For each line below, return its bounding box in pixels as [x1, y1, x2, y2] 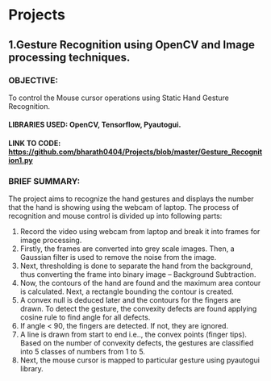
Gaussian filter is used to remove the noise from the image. [19, 253, 217, 262]
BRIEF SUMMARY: [8, 175, 81, 186]
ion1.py [8, 156, 34, 165]
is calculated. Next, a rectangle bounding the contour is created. [19, 287, 234, 296]
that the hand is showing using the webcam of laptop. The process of [8, 203, 240, 212]
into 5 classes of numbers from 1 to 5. [19, 347, 145, 357]
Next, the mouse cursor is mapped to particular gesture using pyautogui [19, 355, 261, 365]
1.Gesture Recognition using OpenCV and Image [8, 38, 256, 52]
